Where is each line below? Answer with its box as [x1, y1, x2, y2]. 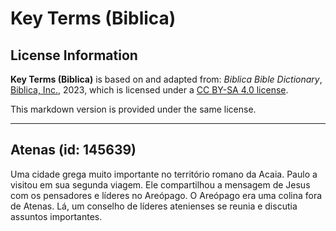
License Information [10, 47, 138, 64]
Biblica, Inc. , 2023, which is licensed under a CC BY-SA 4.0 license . [10, 84, 289, 96]
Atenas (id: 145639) [10, 142, 137, 159]
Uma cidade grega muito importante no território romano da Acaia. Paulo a [10, 168, 318, 180]
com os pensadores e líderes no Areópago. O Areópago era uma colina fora [10, 189, 323, 201]
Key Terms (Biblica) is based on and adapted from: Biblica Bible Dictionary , [10, 73, 323, 85]
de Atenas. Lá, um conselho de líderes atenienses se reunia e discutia [10, 200, 298, 212]
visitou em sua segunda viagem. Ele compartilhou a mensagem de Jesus [10, 178, 311, 191]
